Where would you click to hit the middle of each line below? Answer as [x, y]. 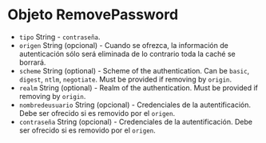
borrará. [32, 62]
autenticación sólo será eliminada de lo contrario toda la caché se [127, 54]
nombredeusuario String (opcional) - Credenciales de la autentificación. [135, 105]
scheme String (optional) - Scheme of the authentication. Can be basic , [134, 70]
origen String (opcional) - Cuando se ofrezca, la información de [123, 45]
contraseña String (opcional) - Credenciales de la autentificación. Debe [136, 121]
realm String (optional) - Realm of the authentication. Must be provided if [139, 87]
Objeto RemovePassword [93, 15]
